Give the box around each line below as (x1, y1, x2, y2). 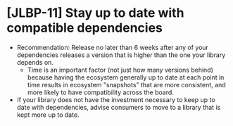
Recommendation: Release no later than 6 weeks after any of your (16, 43, 209, 51)
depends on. (16, 58, 54, 66)
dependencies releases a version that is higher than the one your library (16, 51, 226, 59)
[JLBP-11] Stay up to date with (6, 5, 184, 21)
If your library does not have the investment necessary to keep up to (16, 95, 215, 103)
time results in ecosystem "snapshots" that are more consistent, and (27, 80, 226, 89)
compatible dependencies (6, 20, 163, 36)
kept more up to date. (16, 111, 80, 119)
